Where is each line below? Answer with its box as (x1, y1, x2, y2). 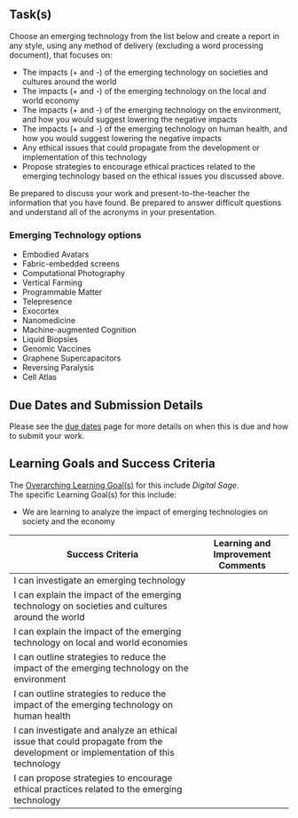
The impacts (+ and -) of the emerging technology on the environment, (21, 104, 282, 115)
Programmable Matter (21, 287, 103, 298)
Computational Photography (21, 268, 126, 279)
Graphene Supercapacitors (21, 353, 122, 363)
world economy (21, 95, 80, 106)
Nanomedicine (21, 315, 76, 326)
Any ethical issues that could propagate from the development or (21, 142, 260, 153)
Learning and (213, 536, 271, 549)
